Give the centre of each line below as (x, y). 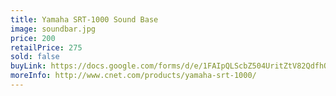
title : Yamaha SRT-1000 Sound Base (84, 19)
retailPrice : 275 (46, 47)
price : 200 (33, 38)
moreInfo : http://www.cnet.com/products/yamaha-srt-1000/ (133, 76)
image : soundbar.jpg (53, 29)
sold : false (35, 57)
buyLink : (28, 66)
